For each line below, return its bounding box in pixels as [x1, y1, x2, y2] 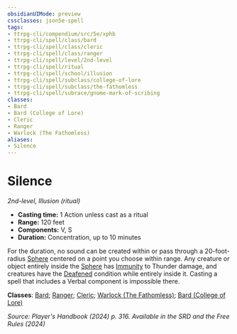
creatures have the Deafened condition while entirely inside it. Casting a [7, 269, 218, 278]
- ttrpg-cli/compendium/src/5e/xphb [7, 30, 116, 38]
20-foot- [204, 247, 230, 256]
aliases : [7, 136, 33, 143]
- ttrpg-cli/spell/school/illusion [7, 70, 113, 77]
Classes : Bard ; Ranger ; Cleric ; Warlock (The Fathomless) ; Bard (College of [7, 291, 226, 299]
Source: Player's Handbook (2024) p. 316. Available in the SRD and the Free [7, 312, 230, 320]
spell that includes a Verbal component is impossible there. [7, 277, 180, 286]
